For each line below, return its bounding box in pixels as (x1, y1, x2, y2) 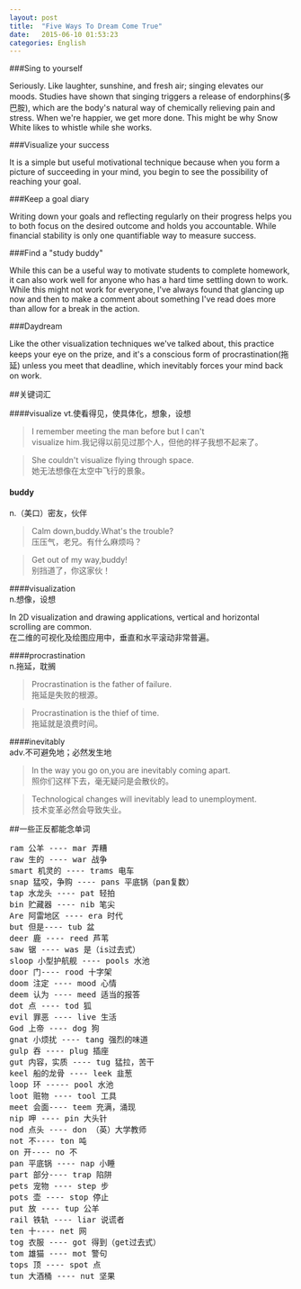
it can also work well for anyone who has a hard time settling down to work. (9, 275, 289, 286)
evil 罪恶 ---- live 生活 (9, 1012, 117, 1022)
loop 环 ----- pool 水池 (9, 1080, 114, 1090)
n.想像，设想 (9, 594, 57, 604)
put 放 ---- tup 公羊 (9, 1203, 101, 1214)
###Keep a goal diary (9, 194, 90, 204)
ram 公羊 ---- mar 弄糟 (9, 843, 108, 854)
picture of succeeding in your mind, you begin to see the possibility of (9, 167, 269, 177)
